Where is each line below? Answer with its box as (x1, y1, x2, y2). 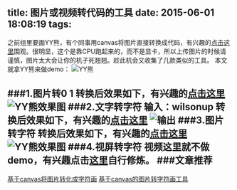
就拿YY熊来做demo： (7, 65, 70, 73)
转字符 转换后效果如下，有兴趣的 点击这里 (7, 127, 187, 140)
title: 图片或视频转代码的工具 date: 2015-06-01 (7, 6, 215, 19)
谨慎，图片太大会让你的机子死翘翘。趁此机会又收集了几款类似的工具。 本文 (7, 56, 228, 64)
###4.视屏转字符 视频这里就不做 (67, 141, 210, 153)
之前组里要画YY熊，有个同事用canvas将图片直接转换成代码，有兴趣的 (7, 38, 212, 46)
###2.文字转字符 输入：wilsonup (67, 101, 214, 113)
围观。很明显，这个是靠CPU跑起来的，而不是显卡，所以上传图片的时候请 (14, 47, 226, 56)
